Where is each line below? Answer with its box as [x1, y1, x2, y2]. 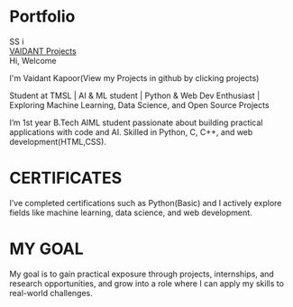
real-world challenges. [9, 287, 93, 298]
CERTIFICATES [9, 168, 123, 188]
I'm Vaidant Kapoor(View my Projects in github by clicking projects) [9, 72, 260, 83]
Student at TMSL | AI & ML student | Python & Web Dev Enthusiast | [9, 90, 261, 101]
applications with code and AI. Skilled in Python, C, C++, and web [9, 126, 253, 137]
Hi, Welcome [9, 55, 57, 66]
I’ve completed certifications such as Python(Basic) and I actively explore [9, 197, 282, 208]
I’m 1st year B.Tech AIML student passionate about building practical [9, 117, 263, 128]
